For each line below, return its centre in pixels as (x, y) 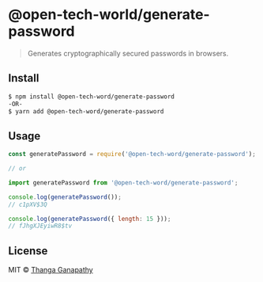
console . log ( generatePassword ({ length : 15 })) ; (90, 219)
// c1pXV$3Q (28, 204)
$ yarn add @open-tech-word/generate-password (86, 111)
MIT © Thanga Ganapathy (51, 270)
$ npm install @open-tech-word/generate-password (92, 97)
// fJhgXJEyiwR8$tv (40, 226)
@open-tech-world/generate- (109, 15)
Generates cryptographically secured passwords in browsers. (128, 53)
